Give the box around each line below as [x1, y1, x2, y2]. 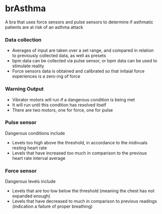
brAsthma [5, 3, 46, 14]
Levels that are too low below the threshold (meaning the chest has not [12, 188, 155, 194]
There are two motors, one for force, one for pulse [12, 107, 113, 113]
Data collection [5, 36, 42, 43]
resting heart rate [12, 145, 47, 151]
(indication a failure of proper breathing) [12, 203, 93, 210]
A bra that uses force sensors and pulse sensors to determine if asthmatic [5, 19, 154, 25]
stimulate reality [12, 63, 45, 69]
